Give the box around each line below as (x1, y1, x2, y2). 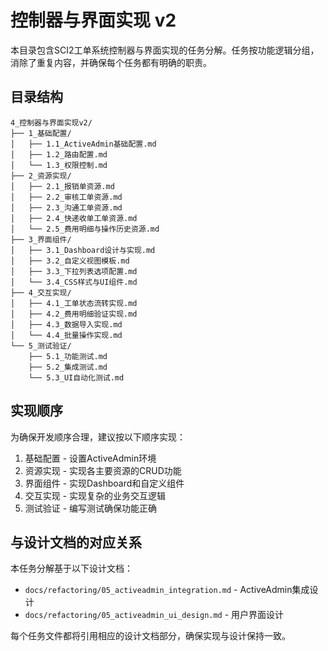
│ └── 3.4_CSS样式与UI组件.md (10, 277, 138, 287)
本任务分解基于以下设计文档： (10, 562, 133, 575)
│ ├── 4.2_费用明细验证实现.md (10, 309, 138, 319)
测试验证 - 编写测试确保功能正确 (24, 502, 158, 514)
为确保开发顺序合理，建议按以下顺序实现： (10, 431, 186, 443)
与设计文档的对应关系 (10, 534, 142, 551)
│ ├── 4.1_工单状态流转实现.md (10, 298, 138, 308)
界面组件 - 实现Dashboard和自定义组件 (24, 477, 185, 489)
